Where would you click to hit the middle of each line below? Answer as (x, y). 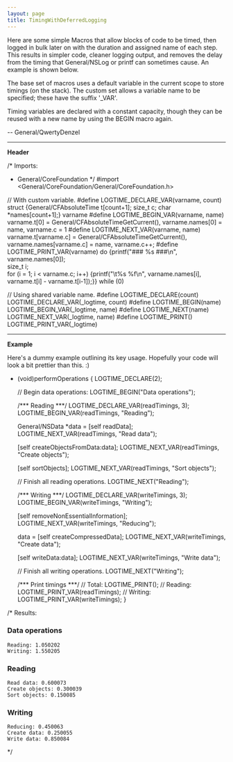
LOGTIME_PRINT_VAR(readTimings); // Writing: (84, 592)
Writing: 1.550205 (34, 651)
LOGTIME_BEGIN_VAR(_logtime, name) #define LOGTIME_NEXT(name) (108, 309)
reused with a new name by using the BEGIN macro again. (90, 118)
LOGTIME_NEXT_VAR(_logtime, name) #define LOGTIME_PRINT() (100, 316)
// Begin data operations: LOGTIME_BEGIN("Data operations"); (106, 392)
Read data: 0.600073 (37, 683)
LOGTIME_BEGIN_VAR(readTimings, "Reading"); (86, 413)
